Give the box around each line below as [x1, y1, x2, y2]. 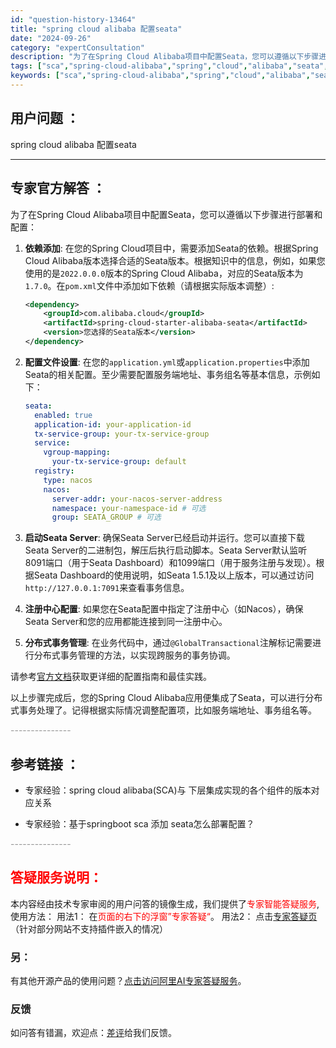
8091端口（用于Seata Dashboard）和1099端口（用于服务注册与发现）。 [24, 557, 317, 569]
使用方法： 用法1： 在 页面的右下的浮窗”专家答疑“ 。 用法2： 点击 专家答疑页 [10, 910, 318, 922]
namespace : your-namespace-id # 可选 [51, 503, 207, 513]
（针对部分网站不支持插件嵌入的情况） [10, 922, 168, 935]
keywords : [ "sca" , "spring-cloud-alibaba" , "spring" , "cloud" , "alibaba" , [10, 71, 311, 81]
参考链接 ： [10, 756, 80, 773]
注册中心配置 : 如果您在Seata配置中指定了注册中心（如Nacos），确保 [24, 603, 304, 615]
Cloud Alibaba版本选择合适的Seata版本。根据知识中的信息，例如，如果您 [24, 254, 326, 266]
